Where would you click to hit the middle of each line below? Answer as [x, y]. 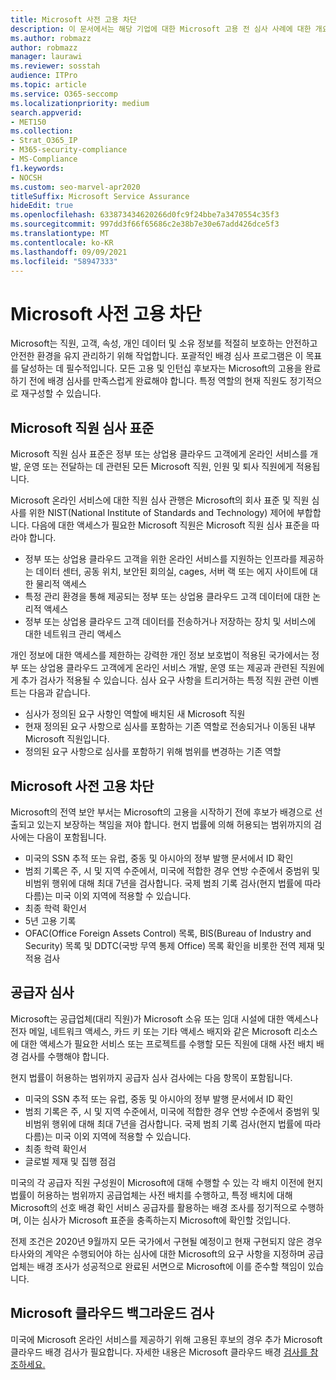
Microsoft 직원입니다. [67, 739]
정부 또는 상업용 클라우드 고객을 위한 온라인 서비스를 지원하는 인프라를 [161, 559]
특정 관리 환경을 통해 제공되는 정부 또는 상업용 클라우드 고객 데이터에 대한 [167, 597]
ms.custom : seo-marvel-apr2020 [75, 187]
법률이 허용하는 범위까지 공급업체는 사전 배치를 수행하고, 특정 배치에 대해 [151, 1195]
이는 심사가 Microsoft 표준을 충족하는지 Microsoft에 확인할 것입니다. [157, 1220]
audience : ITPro [44, 76]
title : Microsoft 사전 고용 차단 [73, 19]
